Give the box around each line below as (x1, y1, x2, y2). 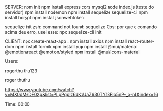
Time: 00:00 (5, 101, 30, 107)
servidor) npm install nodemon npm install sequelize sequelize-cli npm (5, 9, 148, 15)
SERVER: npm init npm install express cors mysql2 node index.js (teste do (5, 4, 154, 10)
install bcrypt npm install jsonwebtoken (5, 15, 84, 20)
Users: (5, 58, 19, 64)
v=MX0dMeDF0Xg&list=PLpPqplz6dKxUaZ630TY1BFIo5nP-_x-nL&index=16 (5, 92, 158, 97)
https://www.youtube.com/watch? (5, 87, 74, 92)
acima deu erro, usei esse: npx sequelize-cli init (5, 29, 102, 35)
